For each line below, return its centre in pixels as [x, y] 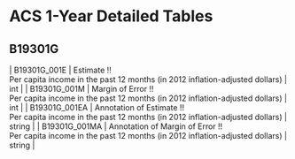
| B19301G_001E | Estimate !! [61, 70]
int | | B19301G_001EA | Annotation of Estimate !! [97, 107]
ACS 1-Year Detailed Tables [111, 16]
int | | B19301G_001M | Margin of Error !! [82, 89]
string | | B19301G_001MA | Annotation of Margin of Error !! [116, 126]
